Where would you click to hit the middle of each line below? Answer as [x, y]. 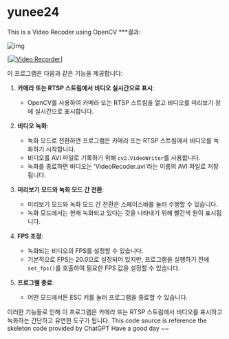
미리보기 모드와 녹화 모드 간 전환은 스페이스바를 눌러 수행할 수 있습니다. [123, 204]
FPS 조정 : [30, 236]
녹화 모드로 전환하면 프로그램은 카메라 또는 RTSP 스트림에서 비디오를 [119, 140]
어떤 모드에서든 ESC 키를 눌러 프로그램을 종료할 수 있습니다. [107, 297]
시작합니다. [61, 149]
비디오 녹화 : [33, 125]
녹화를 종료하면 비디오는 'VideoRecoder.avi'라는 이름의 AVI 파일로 [117, 166]
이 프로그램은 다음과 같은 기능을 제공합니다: [65, 73]
